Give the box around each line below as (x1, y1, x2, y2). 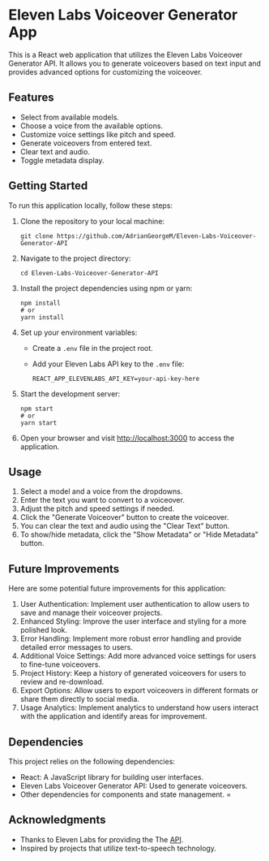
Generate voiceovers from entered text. (19, 138, 152, 148)
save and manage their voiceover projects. (19, 608, 163, 618)
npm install (19, 299, 61, 307)
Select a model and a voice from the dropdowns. (19, 487, 183, 496)
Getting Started (8, 179, 88, 193)
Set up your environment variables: (19, 327, 138, 337)
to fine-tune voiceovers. (19, 660, 101, 669)
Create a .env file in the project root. (32, 343, 154, 353)
